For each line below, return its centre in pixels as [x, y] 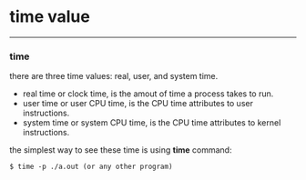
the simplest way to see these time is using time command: [121, 150]
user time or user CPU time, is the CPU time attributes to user [138, 104]
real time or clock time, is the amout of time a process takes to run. [148, 94]
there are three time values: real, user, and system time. [114, 76]
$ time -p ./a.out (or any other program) [91, 167]
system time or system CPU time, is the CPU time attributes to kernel [152, 123]
